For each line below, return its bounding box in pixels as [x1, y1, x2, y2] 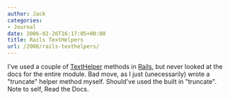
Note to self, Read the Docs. [7, 85, 89, 93]
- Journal [7, 23, 37, 30]
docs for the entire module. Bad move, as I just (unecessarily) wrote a [7, 70, 210, 78]
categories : [7, 17, 42, 24]
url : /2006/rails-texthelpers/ [7, 43, 100, 50]
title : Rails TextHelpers [7, 37, 84, 44]
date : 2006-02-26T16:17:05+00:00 [7, 30, 106, 37]
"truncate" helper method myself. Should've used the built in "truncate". [7, 77, 217, 85]
